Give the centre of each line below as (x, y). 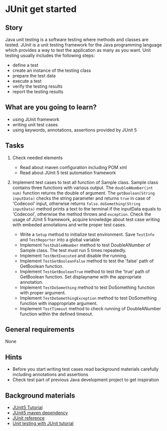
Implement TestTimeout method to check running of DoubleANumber (90, 308)
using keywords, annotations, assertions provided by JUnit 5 (75, 130)
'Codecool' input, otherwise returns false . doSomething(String (76, 204)
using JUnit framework (36, 119)
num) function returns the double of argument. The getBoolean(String (83, 193)
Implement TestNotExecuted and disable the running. (74, 255)
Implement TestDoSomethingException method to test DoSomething (88, 298)
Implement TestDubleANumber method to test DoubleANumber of (85, 245)
